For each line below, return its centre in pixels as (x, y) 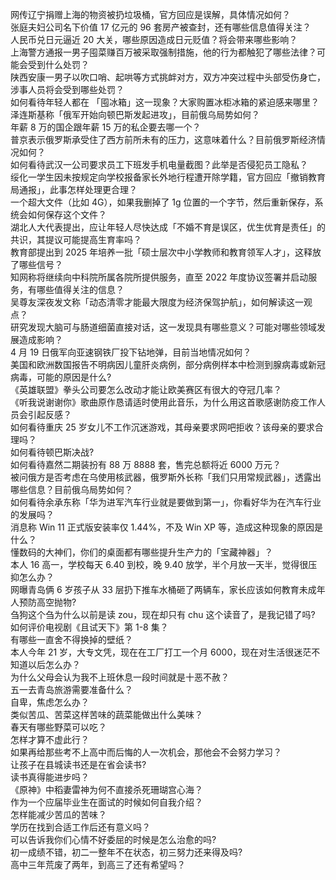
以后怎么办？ (54, 664)
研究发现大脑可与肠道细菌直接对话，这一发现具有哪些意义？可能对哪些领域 (163, 327)
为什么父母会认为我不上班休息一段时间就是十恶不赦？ (120, 677)
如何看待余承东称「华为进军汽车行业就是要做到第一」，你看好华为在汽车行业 (166, 502)
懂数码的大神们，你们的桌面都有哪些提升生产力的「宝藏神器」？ (141, 552)
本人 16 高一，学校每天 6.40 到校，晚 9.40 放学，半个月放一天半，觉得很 (159, 564)
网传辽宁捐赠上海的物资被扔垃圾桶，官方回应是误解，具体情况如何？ (150, 14)
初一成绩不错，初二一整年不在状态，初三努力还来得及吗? (126, 852)
